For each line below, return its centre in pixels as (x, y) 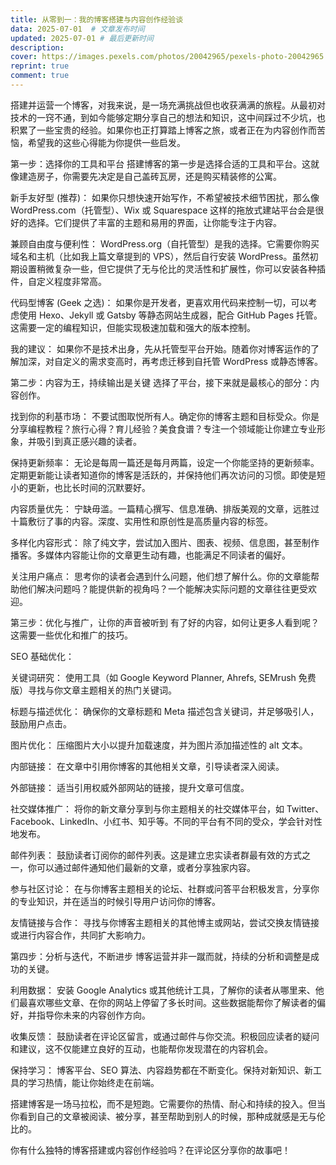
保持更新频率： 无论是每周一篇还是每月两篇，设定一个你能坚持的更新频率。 (165, 462)
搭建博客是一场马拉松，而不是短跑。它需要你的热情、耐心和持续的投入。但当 (168, 1103)
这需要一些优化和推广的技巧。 (71, 635)
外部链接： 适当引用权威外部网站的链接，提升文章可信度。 (130, 787)
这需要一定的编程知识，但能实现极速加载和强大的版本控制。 (133, 327)
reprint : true (40, 66)
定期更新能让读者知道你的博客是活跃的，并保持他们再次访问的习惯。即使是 (163, 475)
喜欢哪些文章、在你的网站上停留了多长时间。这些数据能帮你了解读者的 (172, 1002)
